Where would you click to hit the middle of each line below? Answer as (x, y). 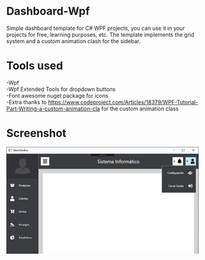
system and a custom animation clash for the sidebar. (74, 41)
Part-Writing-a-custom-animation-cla (53, 109)
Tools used (35, 66)
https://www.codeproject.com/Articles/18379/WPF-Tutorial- (123, 102)
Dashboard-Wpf (48, 11)
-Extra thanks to (27, 102)
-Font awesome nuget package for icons (57, 95)
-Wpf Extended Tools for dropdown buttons (61, 89)
